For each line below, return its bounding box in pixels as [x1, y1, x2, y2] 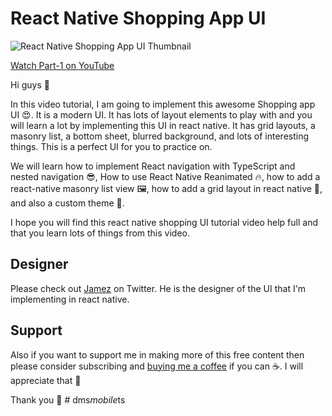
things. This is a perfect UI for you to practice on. [10, 140, 213, 152]
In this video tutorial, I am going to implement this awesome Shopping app [10, 98, 316, 110]
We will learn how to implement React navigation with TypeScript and [10, 160, 296, 172]
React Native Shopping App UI [10, 7, 267, 30]
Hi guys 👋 [10, 78, 50, 91]
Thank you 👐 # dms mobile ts [10, 393, 126, 406]
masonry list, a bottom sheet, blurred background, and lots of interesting [10, 130, 310, 142]
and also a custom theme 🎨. [10, 197, 125, 209]
